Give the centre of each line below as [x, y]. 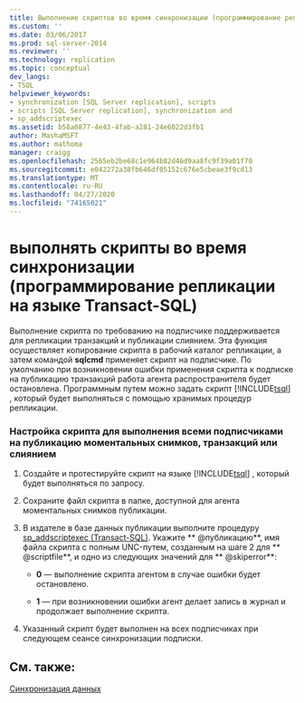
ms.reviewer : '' [40, 52]
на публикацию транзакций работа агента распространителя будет [140, 379]
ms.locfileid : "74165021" [58, 203]
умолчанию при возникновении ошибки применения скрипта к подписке [152, 369]
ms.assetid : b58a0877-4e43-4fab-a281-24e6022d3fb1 [107, 128]
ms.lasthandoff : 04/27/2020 [62, 195]
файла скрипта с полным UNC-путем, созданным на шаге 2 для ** [151, 547]
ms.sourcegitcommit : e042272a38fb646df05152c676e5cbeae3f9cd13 [131, 169]
